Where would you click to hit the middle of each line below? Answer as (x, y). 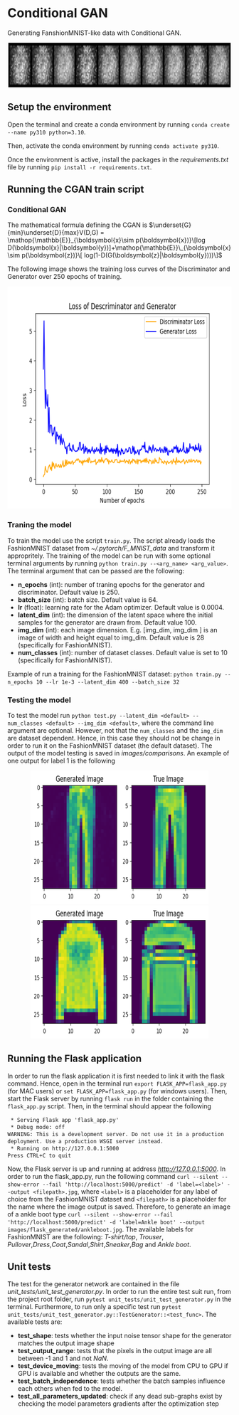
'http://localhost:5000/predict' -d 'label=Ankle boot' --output (106, 1222)
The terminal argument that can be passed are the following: (96, 571)
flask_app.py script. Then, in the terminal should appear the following (110, 1106)
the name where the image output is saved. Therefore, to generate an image (119, 1207)
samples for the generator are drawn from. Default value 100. (107, 622)
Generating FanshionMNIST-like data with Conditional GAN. (94, 33)
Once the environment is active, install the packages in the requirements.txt (118, 159)
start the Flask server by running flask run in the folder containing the (111, 1098)
